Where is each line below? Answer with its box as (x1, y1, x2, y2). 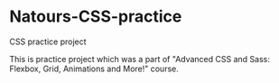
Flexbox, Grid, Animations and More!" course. (9, 63, 179, 74)
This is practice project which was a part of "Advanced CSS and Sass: (9, 53, 271, 64)
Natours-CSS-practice (9, 6, 182, 27)
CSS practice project (9, 36, 88, 47)
